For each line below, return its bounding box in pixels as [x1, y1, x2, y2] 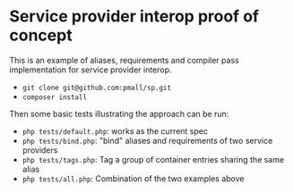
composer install [22, 92, 88, 102]
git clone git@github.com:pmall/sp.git [22, 83, 172, 92]
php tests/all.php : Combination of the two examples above [22, 172, 245, 184]
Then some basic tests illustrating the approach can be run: [9, 108, 229, 119]
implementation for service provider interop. [9, 64, 172, 75]
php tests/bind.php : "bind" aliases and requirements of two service [22, 135, 273, 146]
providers [22, 145, 58, 155]
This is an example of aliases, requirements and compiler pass [9, 55, 239, 65]
